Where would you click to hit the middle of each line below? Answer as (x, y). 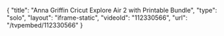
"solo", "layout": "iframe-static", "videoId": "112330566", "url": (97, 18)
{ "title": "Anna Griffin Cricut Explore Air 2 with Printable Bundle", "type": (112, 10)
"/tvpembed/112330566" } (45, 25)
